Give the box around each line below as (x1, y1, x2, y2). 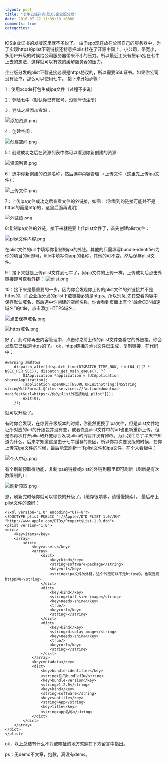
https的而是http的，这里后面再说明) (5, 205, 78, 211)
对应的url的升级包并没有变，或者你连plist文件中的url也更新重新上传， (13, 427, 155, 433)
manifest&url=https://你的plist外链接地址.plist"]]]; (5, 392, 114, 397)
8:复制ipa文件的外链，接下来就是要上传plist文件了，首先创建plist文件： (5, 225, 150, 231)
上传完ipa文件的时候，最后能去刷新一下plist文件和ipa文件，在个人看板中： (5, 445, 157, 451)
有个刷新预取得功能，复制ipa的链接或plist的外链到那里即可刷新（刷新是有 (5, 466, 155, 472)
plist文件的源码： (5, 500, 40, 506)
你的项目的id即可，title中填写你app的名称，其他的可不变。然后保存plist (5, 253, 151, 259)
